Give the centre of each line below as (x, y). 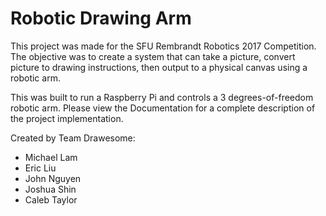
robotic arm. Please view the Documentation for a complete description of (163, 108)
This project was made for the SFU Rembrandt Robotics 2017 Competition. (163, 46)
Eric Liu (40, 168)
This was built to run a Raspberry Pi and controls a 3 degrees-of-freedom (162, 97)
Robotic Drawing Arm (101, 18)
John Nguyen (53, 178)
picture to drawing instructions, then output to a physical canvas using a (159, 67)
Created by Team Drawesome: (73, 138)
